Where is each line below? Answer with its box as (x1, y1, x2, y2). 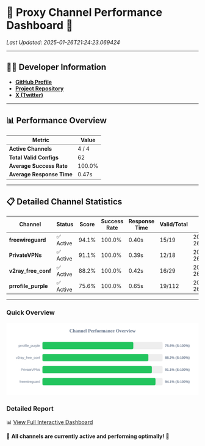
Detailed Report (6, 404, 54, 412)
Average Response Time (9, 171, 73, 178)
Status (56, 221, 74, 228)
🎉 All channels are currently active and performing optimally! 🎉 (6, 433, 170, 440)
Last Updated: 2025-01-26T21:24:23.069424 (6, 38, 120, 46)
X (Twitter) (15, 91, 44, 98)
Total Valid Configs (9, 154, 59, 161)
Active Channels (9, 145, 52, 153)
